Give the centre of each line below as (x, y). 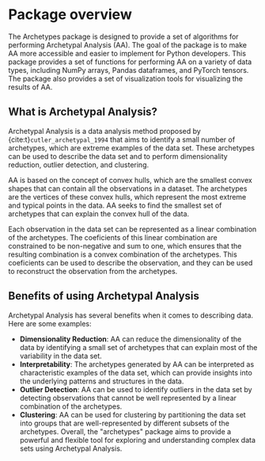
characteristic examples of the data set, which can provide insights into (136, 372)
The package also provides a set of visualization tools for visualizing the (126, 78)
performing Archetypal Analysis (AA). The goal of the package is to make (128, 44)
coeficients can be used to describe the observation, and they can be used (131, 262)
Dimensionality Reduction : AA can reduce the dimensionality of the (131, 339)
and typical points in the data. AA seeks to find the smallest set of (115, 205)
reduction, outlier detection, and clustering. (78, 165)
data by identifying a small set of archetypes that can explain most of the (138, 347)
